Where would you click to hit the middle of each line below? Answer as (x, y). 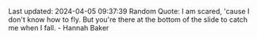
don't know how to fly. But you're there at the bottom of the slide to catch (128, 19)
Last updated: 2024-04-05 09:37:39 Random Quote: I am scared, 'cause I (129, 11)
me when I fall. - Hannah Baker (59, 28)
